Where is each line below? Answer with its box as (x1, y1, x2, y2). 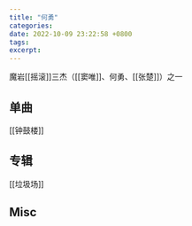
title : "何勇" (9, 12, 59, 22)
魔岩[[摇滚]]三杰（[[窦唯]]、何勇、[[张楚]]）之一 (9, 72, 183, 82)
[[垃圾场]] (9, 178, 44, 189)
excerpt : (9, 46, 42, 55)
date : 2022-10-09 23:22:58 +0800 (9, 29, 133, 38)
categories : (9, 21, 53, 30)
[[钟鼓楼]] (9, 125, 44, 136)
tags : (9, 37, 29, 47)
